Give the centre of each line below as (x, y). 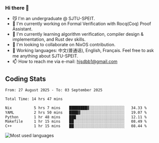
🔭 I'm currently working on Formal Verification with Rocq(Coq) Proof (82, 24)
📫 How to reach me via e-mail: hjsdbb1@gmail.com (65, 61)
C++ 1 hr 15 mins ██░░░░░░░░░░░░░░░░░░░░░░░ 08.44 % (76, 126)
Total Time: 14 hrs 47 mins (34, 99)
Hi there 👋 (17, 8)
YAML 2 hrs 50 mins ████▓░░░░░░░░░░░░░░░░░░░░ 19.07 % (76, 113)
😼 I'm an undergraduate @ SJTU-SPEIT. (54, 19)
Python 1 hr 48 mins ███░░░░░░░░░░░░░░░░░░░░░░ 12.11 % (76, 117)
